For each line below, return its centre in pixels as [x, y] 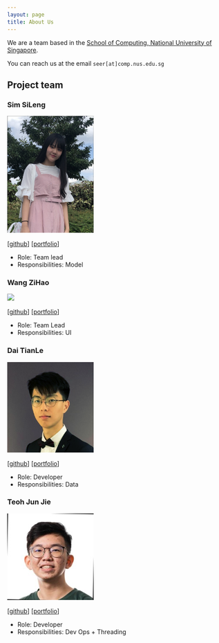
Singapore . [23, 50]
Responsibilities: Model [50, 264]
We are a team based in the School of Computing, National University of [109, 42]
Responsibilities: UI [44, 333]
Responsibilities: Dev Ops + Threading [72, 632]
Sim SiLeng [27, 105]
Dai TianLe [25, 351]
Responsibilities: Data [48, 484]
